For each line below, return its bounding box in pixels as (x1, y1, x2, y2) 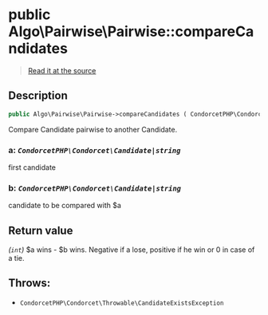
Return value (8, 223, 73, 237)
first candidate (8, 162, 57, 172)
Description (8, 89, 68, 103)
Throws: (8, 277, 51, 290)
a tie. (8, 254, 25, 263)
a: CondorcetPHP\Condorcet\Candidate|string (8, 144, 181, 156)
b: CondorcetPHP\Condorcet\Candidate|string (8, 182, 182, 193)
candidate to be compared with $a (8, 201, 122, 211)
